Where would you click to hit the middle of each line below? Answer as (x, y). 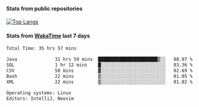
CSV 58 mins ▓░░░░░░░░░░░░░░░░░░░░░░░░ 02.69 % (99, 71)
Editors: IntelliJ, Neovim (40, 99)
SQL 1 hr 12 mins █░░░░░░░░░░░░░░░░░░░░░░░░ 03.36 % (99, 65)
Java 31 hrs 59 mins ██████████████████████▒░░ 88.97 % (99, 60)
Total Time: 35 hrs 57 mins (42, 48)
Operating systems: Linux (39, 93)
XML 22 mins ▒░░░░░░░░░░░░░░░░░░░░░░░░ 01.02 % (99, 82)
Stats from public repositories (44, 8)
